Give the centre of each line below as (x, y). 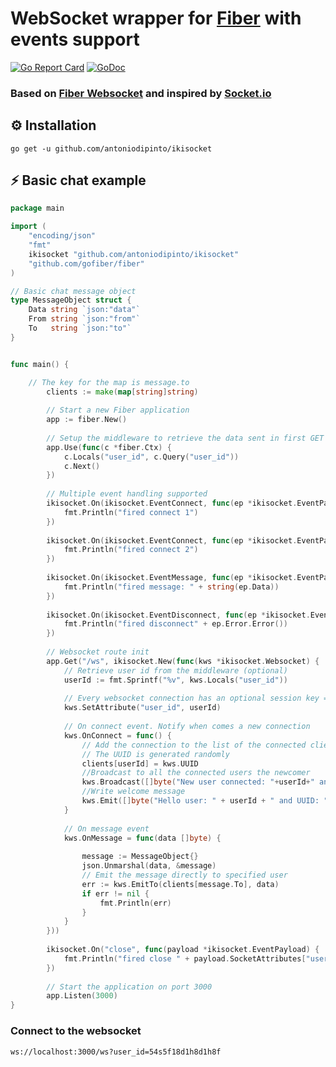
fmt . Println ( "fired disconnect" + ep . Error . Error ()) (175, 624)
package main (37, 208)
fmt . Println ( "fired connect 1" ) (131, 512)
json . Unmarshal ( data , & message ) (149, 866)
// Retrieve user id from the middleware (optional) (175, 670)
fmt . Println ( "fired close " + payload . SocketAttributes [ (185, 958)
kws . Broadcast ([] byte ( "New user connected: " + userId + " (198, 782)
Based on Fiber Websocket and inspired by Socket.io (141, 93)
